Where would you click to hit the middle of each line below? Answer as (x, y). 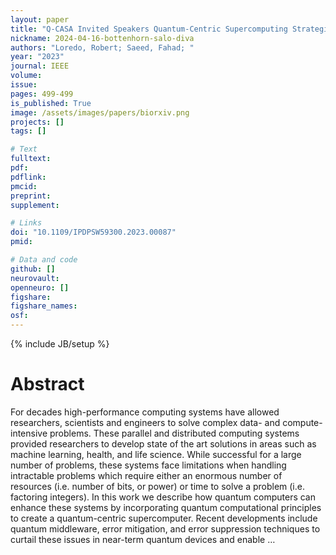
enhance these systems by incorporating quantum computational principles (166, 507)
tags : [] (28, 131)
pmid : (21, 242)
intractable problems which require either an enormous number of (146, 475)
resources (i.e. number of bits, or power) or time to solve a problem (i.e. (157, 486)
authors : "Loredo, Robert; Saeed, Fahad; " (102, 47)
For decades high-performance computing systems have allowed (145, 412)
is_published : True (51, 103)
